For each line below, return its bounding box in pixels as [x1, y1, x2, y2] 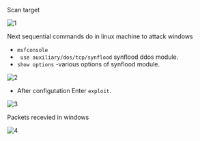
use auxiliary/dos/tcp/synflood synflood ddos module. [20, 53, 179, 61]
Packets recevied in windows [7, 113, 89, 121]
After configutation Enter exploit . [16, 87, 111, 94]
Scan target [7, 6, 40, 14]
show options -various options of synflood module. [16, 60, 160, 68]
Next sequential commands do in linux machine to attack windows [7, 32, 193, 40]
